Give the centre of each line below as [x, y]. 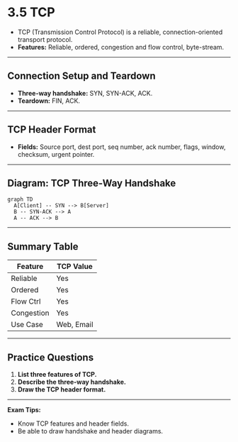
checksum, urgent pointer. [56, 154]
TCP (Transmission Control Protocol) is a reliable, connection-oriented [120, 32]
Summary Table [43, 247]
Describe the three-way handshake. [72, 382]
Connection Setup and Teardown [81, 76]
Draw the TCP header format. [62, 389]
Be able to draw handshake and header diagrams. [90, 431]
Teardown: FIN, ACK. [49, 101]
